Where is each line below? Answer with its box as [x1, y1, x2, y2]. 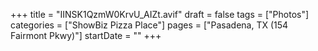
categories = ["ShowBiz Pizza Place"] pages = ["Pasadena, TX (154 [10, 19, 289, 31]
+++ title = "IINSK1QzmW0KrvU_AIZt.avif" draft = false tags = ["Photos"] [10, 9, 310, 20]
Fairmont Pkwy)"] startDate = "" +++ [10, 30, 162, 41]
